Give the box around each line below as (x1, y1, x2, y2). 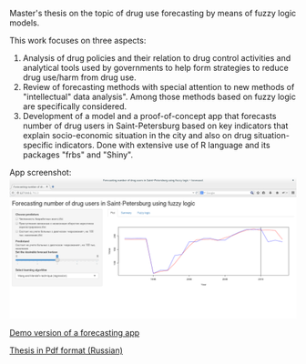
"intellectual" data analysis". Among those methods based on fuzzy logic (22, 91, 296, 102)
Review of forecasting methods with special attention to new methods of (22, 82, 295, 92)
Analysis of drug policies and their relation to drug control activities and (22, 53, 291, 63)
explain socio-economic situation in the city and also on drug (22, 130, 252, 140)
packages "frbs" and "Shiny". (22, 149, 134, 160)
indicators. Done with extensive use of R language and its (54, 140, 270, 150)
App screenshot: (9, 167, 72, 177)
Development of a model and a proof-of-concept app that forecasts (22, 111, 277, 121)
